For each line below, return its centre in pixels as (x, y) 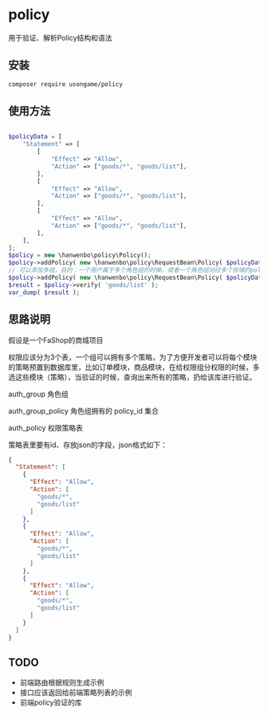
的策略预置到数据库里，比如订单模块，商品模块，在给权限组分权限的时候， (130, 367)
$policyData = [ (35, 137)
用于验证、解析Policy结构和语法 (60, 37)
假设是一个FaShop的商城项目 (56, 340)
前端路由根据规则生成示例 (62, 682)
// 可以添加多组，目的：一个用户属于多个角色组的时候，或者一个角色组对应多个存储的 (130, 270)
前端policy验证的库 (51, 702)
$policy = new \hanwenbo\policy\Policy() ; (80, 255)
